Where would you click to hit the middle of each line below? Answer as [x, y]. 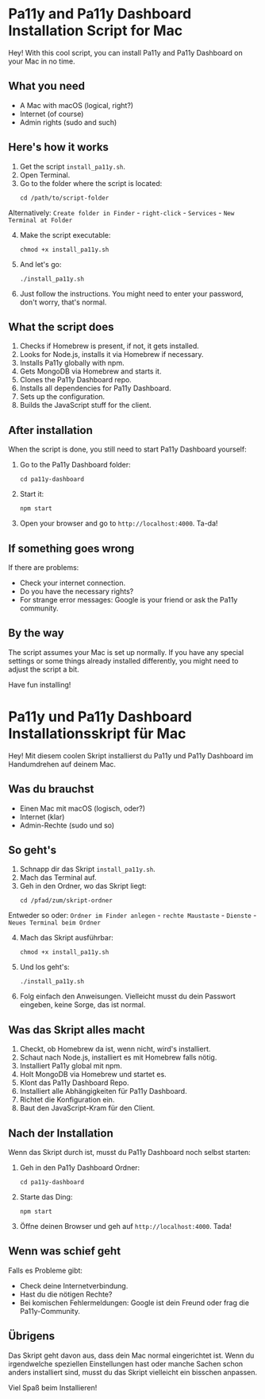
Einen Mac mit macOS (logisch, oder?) [82, 808]
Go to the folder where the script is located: [91, 183]
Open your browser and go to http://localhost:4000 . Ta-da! [119, 523]
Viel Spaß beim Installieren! [53, 1387]
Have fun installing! [40, 684]
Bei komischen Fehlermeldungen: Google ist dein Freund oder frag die [134, 1302]
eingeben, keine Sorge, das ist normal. [83, 1005]
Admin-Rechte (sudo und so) [67, 825]
